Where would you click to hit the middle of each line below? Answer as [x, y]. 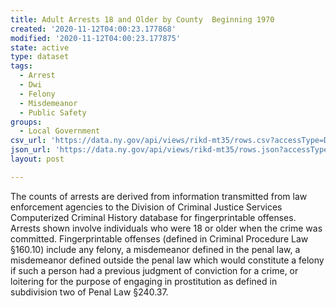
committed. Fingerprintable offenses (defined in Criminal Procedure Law [159, 238]
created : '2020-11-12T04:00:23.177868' [93, 29]
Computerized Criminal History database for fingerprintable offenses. [153, 217]
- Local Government [60, 131]
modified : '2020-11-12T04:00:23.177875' [96, 38]
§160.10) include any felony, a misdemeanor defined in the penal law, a [155, 249]
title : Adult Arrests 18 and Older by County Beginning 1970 [142, 19]
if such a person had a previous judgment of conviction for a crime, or [154, 270]
